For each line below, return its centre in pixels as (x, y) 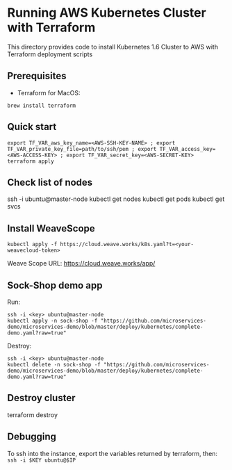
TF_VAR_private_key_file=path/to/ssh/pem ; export (82, 149)
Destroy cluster (41, 398)
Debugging (32, 437)
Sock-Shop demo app (55, 285)
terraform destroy (32, 414)
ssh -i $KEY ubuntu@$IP (42, 460)
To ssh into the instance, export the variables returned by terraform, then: (112, 453)
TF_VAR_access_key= (188, 149)
